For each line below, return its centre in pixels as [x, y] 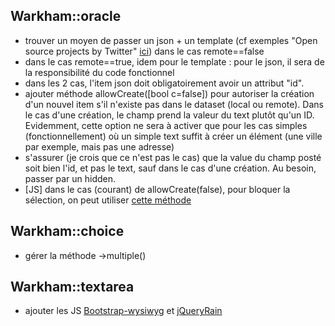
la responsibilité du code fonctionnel [99, 72]
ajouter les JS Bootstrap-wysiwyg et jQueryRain [123, 311]
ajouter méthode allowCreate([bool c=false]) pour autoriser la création [169, 93]
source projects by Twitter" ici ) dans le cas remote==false [144, 51]
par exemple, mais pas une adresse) [99, 146]
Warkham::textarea [72, 287]
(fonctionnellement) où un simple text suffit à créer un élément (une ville [173, 136]
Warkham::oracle [66, 16]
